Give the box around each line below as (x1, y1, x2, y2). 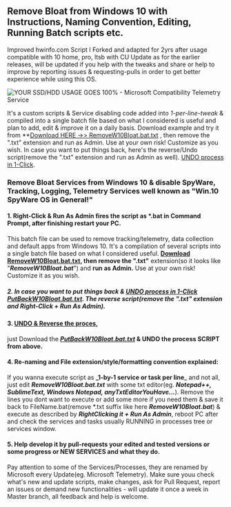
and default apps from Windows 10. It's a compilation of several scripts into (7, 242, 221, 250)
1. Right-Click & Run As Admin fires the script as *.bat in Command (7, 212, 201, 220)
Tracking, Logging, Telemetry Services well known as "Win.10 (7, 186, 219, 195)
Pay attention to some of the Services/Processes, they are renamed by (7, 463, 208, 471)
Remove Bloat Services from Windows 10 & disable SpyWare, (7, 178, 216, 187)
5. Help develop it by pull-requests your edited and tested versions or (7, 440, 210, 448)
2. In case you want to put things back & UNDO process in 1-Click (7, 287, 198, 296)
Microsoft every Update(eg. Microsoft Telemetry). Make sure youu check (7, 470, 215, 479)
